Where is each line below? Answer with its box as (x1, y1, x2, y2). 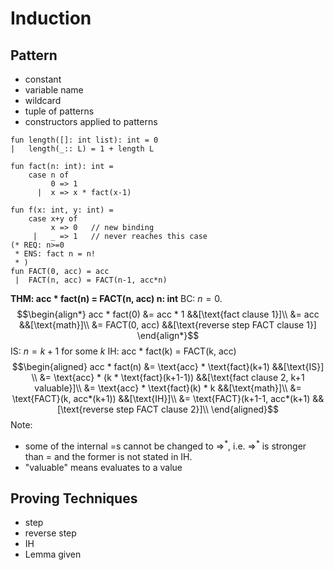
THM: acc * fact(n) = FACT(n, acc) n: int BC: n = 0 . (10, 293, 223, 304)
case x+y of (28, 214, 78, 224)
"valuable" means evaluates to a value (24, 461, 183, 473)
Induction (10, 7, 92, 30)
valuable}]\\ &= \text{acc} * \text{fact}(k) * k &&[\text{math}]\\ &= (34, 382, 302, 394)
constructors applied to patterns (24, 116, 158, 127)
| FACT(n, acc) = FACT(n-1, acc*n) (14, 275, 168, 285)
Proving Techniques (10, 490, 138, 507)
